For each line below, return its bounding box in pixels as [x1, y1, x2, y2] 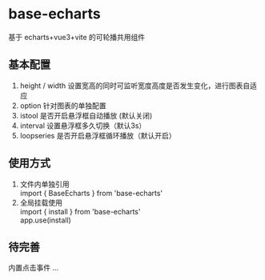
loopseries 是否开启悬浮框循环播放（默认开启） [19, 130, 176, 140]
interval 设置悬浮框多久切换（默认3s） [19, 121, 147, 130]
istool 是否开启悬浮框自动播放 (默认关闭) [19, 110, 153, 120]
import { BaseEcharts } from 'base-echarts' [19, 188, 163, 198]
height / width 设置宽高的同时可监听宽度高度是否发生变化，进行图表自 [19, 81, 251, 90]
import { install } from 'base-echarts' [19, 206, 141, 216]
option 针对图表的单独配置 [19, 101, 106, 110]
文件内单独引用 [19, 179, 70, 189]
